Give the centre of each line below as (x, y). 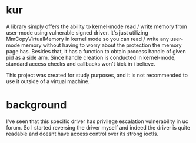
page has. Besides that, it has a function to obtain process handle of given (96, 51)
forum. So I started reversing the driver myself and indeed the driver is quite (98, 127)
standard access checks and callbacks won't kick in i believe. (81, 64)
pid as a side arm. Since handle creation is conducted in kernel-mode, (91, 57)
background (36, 105)
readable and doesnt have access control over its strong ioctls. (82, 134)
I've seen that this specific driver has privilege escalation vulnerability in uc (97, 121)
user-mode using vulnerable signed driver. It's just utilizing (77, 32)
